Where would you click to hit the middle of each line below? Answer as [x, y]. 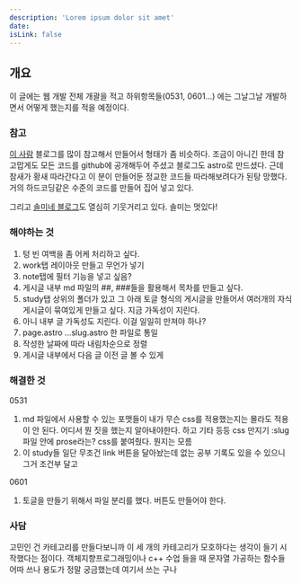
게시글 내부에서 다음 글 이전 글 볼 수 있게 [93, 355]
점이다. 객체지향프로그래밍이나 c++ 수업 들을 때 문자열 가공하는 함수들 [163, 559]
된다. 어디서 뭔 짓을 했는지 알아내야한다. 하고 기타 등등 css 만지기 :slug [166, 430]
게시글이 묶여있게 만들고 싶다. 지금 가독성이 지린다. [111, 310]
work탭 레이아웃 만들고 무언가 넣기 [83, 265]
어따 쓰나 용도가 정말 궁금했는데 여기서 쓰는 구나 [93, 570]
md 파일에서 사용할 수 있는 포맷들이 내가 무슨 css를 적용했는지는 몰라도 [147, 420]
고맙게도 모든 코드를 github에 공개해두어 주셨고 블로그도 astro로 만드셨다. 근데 [146, 165]
